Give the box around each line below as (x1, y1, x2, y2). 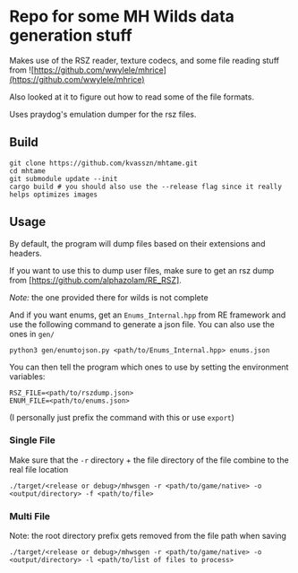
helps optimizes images (9, 190, 98, 199)
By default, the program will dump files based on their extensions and (9, 238, 266, 248)
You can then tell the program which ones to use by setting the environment (9, 361, 289, 372)
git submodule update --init (9, 174, 118, 183)
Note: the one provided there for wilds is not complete (9, 291, 209, 302)
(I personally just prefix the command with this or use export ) (9, 412, 235, 422)
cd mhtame (9, 166, 47, 176)
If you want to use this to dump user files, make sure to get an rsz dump (9, 265, 275, 275)
